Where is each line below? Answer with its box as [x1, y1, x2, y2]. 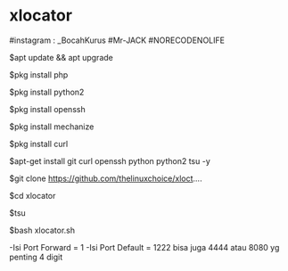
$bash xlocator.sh [9, 225, 76, 235]
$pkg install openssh [9, 103, 86, 114]
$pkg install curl [9, 138, 69, 149]
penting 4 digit [9, 251, 63, 262]
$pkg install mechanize [9, 121, 95, 132]
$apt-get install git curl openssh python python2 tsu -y [9, 155, 211, 166]
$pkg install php [9, 69, 69, 80]
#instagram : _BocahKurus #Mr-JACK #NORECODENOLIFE [9, 35, 226, 45]
